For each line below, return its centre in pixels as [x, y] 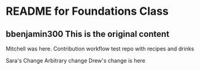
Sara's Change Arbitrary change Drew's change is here [75, 60]
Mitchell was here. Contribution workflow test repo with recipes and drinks [100, 49]
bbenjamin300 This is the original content [88, 34]
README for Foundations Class [87, 11]
